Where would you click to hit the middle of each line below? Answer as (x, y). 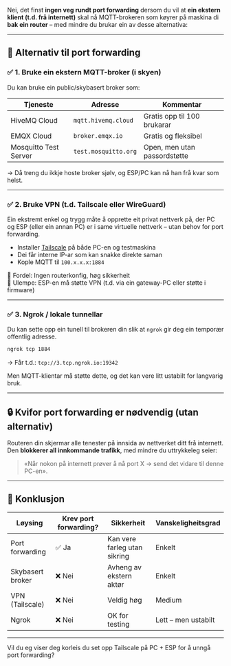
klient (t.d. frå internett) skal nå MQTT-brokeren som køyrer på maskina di (113, 17)
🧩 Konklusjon (36, 499)
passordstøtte (166, 156)
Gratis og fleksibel (173, 136)
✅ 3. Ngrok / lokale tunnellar (55, 314)
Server (21, 156)
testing (119, 624)
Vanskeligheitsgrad (188, 523)
